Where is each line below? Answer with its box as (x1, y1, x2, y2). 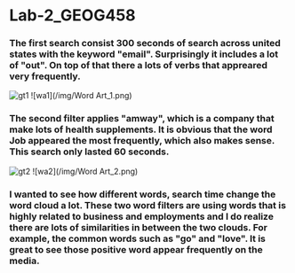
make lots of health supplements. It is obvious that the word (9, 123, 273, 136)
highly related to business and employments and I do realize (9, 210, 274, 222)
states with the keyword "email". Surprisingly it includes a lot (9, 48, 279, 60)
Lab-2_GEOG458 (9, 5, 136, 26)
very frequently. (9, 70, 82, 82)
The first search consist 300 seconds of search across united (9, 37, 282, 50)
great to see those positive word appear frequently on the (9, 243, 264, 255)
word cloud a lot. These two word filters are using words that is (9, 199, 287, 211)
